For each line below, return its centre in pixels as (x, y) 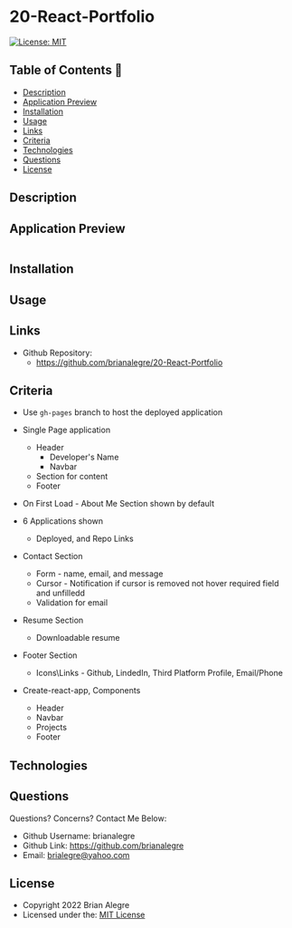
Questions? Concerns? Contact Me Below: (88, 818)
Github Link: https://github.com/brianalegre (103, 846)
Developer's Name (84, 457)
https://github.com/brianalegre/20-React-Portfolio (129, 362)
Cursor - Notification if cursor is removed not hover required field (157, 584)
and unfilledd (61, 593)
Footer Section (50, 655)
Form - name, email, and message (99, 574)
